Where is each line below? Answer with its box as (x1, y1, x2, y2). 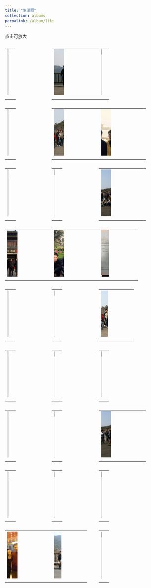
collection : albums (5, 13, 46, 18)
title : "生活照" (5, 8, 37, 13)
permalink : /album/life (5, 18, 54, 23)
